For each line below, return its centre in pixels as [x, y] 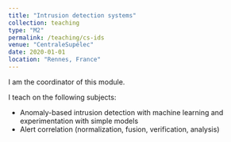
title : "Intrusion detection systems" [72, 15]
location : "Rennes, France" [55, 60]
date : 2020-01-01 [37, 52]
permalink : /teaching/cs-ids [56, 37]
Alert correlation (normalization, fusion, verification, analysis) [119, 129]
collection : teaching [44, 23]
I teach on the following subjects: [62, 97]
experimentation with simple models [79, 121]
